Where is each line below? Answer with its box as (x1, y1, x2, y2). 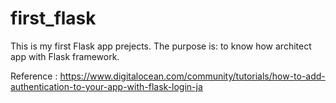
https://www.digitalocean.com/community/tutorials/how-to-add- (59, 70, 326, 82)
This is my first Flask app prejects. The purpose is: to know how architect (10, 40, 312, 52)
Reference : (10, 70, 58, 82)
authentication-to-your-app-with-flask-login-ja (10, 80, 203, 92)
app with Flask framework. (10, 50, 120, 62)
